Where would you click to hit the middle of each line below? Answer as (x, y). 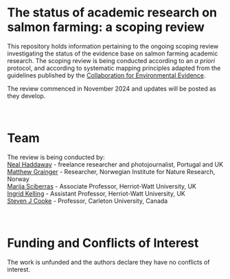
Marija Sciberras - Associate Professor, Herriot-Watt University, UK (102, 186)
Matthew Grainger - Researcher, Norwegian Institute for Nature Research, (111, 171)
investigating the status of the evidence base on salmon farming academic (113, 53)
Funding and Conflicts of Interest (103, 243)
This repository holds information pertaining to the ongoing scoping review (113, 46)
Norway (18, 179)
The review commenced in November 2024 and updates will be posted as (112, 88)
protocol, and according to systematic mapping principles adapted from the (114, 68)
